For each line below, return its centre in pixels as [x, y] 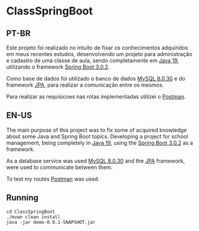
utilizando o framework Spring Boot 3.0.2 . [58, 67]
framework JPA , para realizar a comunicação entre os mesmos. [85, 85]
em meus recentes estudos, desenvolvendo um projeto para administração [99, 54]
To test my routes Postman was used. [53, 179]
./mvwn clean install [33, 217]
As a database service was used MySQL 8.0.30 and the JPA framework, [96, 161]
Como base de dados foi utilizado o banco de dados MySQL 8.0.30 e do [96, 79]
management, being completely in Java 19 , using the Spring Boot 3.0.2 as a [100, 143]
